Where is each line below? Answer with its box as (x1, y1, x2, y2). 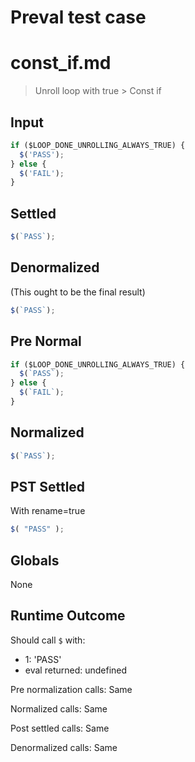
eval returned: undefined (24, 664, 128, 676)
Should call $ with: (10, 634, 86, 646)
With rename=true (10, 505, 86, 517)
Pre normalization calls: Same (10, 683, 133, 695)
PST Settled (10, 478, 86, 495)
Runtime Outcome (10, 607, 126, 625)
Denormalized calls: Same (10, 741, 118, 753)
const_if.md (10, 52, 112, 75)
